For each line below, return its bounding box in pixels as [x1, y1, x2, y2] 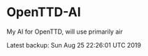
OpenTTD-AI [6, 4, 81, 20]
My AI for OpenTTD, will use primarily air [6, 27, 123, 36]
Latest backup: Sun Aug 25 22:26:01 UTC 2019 [6, 41, 141, 49]
